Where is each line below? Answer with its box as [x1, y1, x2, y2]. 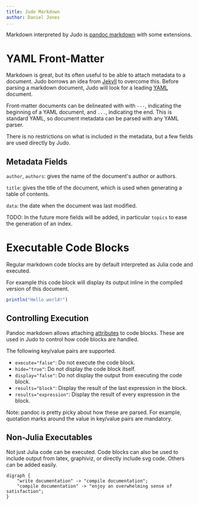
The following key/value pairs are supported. [6, 347, 117, 354]
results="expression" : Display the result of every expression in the [14, 391, 180, 398]
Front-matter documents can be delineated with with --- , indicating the [6, 102, 182, 110]
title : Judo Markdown [6, 8, 60, 15]
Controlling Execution [6, 313, 89, 323]
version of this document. [6, 285, 70, 292]
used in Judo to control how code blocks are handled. [6, 335, 139, 343]
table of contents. [6, 190, 50, 198]
